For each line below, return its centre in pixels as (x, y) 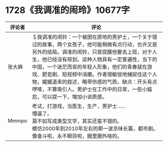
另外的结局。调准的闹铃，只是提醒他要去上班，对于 (92, 52)
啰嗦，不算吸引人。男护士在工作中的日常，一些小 (89, 89)
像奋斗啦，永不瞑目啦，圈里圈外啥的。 (77, 136)
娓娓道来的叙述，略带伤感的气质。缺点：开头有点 (99, 82)
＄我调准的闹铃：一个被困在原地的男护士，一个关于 (92, 37)
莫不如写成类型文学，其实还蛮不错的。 (77, 121)
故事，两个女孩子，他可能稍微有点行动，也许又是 (99, 44)
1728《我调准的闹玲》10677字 (67, 10)
